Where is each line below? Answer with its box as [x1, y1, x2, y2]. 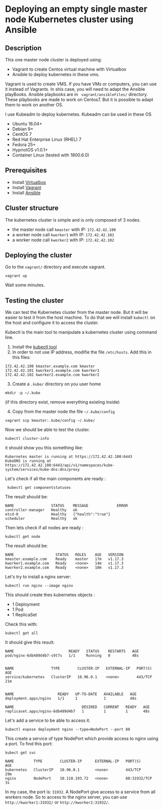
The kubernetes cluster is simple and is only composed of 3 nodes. [5, 217, 141, 223]
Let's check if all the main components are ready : [5, 476, 106, 481]
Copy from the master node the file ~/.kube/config [12, 408, 115, 415]
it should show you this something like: [5, 445, 83, 451]
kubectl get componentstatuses [7, 485, 71, 490]
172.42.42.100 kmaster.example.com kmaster [5, 364, 95, 369]
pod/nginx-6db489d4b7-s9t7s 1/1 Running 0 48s [5, 653, 139, 658]
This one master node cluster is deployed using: [5, 57, 102, 62]
